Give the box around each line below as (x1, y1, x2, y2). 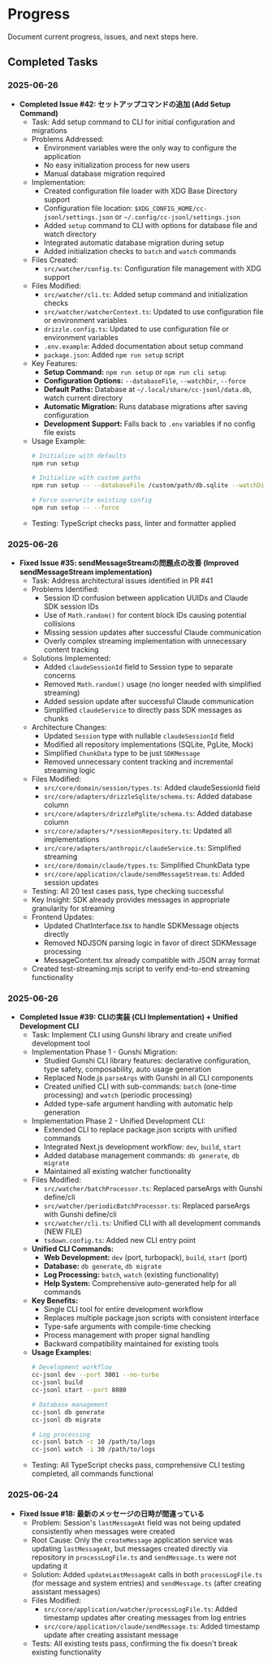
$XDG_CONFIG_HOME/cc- (134, 205, 208, 213)
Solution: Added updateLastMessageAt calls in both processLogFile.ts (31, 1569, 263, 1579)
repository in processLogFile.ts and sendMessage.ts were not (31, 1552, 237, 1562)
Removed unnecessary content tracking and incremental (43, 757, 233, 767)
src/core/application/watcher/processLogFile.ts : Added (43, 1604, 238, 1614)
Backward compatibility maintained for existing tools (43, 1339, 219, 1348)
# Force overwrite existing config (31, 496, 152, 504)
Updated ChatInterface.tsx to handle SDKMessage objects (43, 921, 240, 930)
